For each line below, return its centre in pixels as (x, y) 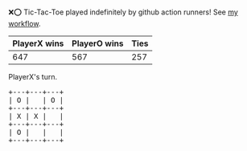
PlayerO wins (98, 43)
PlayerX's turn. (33, 77)
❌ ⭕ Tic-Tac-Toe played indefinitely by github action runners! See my (123, 12)
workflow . (25, 24)
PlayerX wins (38, 43)
